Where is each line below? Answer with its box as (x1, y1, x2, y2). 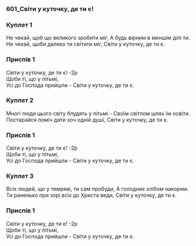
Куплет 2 (6, 96, 34, 105)
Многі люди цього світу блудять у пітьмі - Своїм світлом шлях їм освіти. (6, 109, 190, 117)
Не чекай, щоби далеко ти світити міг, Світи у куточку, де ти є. (6, 40, 165, 48)
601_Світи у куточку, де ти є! (6, 5, 94, 13)
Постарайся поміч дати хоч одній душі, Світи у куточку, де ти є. (6, 116, 169, 123)
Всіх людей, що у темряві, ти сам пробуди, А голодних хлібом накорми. (6, 185, 189, 193)
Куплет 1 (6, 20, 33, 29)
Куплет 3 (6, 172, 34, 180)
